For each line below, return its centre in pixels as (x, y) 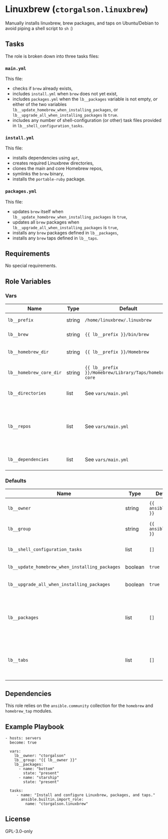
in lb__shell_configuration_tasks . (48, 125)
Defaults (16, 481)
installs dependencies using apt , (46, 158)
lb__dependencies (28, 459)
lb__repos (19, 426)
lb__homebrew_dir (28, 352)
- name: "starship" (38, 778)
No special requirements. (31, 265)
